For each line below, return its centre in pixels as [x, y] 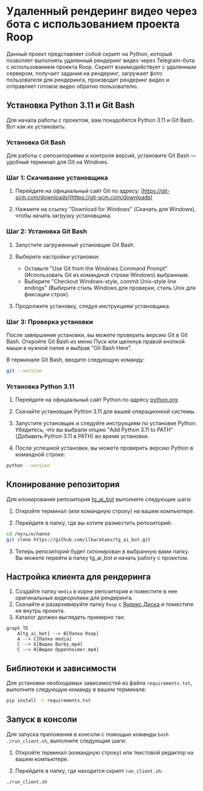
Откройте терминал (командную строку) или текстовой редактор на [104, 752]
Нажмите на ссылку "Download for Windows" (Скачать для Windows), [105, 209]
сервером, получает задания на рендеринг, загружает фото [84, 73]
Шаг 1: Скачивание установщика [57, 178]
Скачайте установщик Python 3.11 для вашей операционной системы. [105, 411]
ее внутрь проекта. [40, 611]
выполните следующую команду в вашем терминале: [77, 689]
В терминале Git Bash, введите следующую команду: [75, 360]
